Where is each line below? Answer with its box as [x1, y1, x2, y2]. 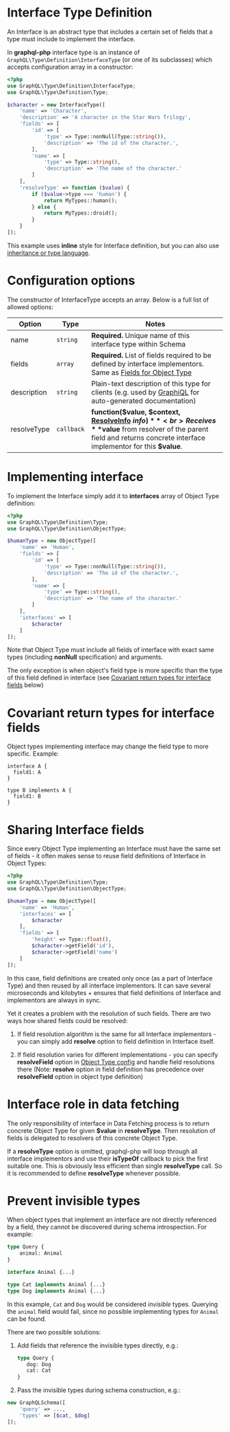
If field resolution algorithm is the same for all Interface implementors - [16, 1029, 217, 1038]
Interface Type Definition [7, 5, 153, 21]
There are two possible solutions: [7, 1328, 101, 1336]
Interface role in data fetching [7, 1096, 179, 1112]
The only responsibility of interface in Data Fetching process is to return [7, 1119, 210, 1128]
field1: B [13, 793, 41, 800]
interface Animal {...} [7, 1269, 75, 1276]
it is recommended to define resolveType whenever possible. [7, 1169, 181, 1177]
